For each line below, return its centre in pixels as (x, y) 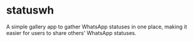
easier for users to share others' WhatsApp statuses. (71, 33)
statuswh (30, 10)
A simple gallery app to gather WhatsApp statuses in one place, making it (97, 27)
